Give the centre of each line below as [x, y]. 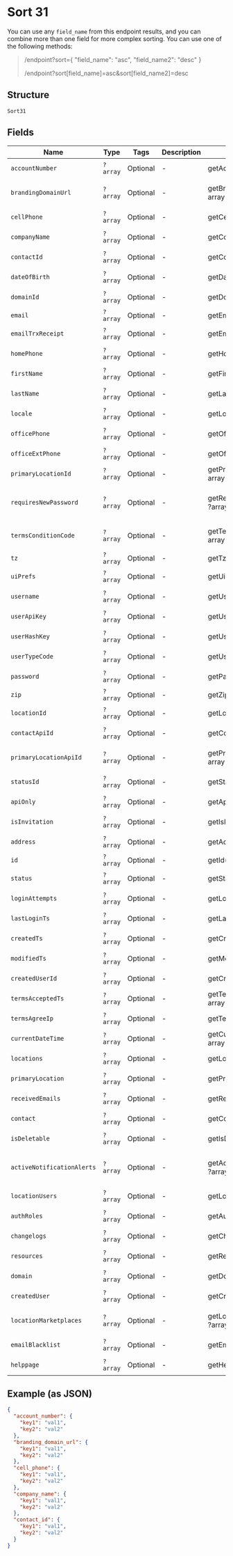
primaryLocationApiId [46, 757]
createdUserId [34, 978]
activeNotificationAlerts [53, 1167]
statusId [25, 781]
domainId [25, 297]
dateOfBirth [31, 277]
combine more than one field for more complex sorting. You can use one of [114, 38]
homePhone [27, 353]
